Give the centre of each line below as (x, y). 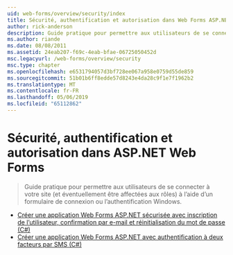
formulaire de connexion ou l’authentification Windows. (103, 201)
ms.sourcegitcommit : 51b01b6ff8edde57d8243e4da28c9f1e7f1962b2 (101, 78)
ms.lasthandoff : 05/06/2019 (48, 98)
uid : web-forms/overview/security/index (67, 14)
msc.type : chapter (34, 65)
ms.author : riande (34, 39)
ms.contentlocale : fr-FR (43, 91)
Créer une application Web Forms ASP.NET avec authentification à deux (120, 237)
